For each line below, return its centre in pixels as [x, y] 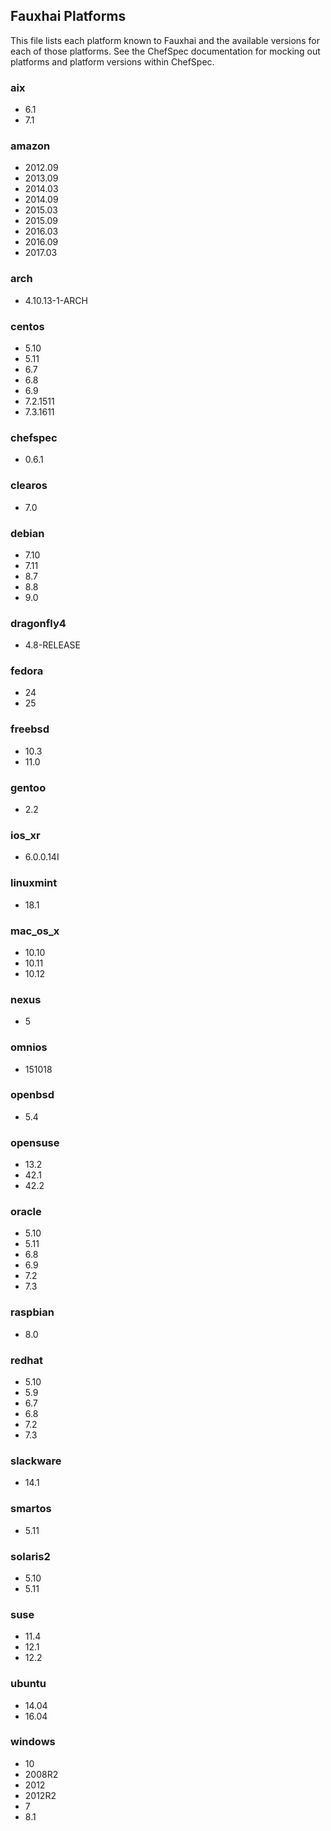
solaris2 [30, 1556]
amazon [30, 146]
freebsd [30, 729]
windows [33, 1742]
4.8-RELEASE [53, 645]
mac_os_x [35, 931]
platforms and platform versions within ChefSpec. [112, 61]
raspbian [32, 1312]
